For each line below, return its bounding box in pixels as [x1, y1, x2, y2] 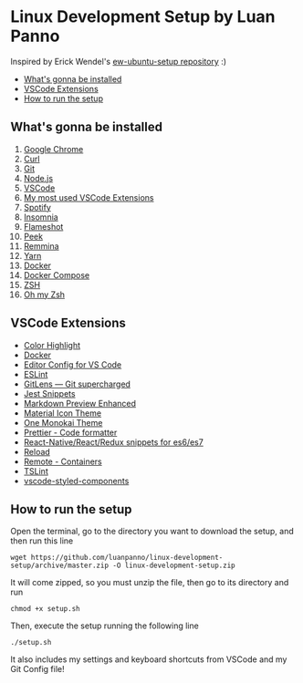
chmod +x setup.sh [10, 605, 80, 614]
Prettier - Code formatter [23, 427, 118, 438]
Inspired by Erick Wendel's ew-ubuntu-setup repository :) [10, 56, 227, 67]
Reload [23, 446, 51, 457]
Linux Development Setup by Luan [10, 6, 277, 27]
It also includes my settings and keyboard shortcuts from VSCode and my [10, 654, 287, 665]
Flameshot [23, 221, 64, 232]
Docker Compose [23, 269, 90, 280]
